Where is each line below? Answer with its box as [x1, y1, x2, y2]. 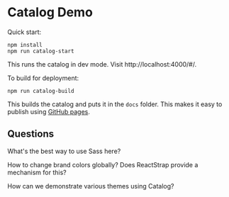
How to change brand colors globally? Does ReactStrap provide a [7, 160, 199, 169]
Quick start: [7, 28, 41, 36]
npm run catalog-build [7, 87, 74, 94]
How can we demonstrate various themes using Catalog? [7, 181, 174, 190]
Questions [7, 128, 55, 140]
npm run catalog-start [7, 47, 74, 55]
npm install [7, 41, 43, 48]
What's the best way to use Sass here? [7, 147, 121, 155]
